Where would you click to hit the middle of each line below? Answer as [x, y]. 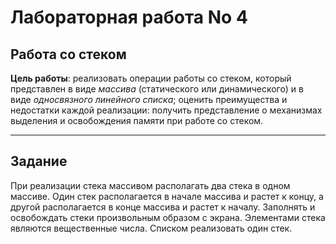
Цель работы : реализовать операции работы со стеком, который [151, 78]
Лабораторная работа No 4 [129, 17]
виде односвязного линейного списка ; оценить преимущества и [149, 99]
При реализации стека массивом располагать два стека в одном [150, 185]
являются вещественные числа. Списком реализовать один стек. [151, 228]
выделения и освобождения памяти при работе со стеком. [137, 120]
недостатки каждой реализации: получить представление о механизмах [166, 110]
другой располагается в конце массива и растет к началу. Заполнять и [163, 207]
